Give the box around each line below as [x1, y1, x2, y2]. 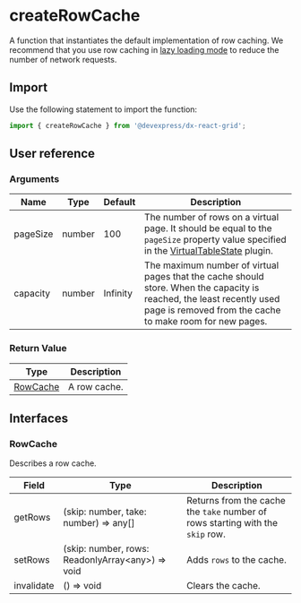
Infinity [103, 288, 133, 300]
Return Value [9, 342, 67, 355]
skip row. [186, 528, 226, 540]
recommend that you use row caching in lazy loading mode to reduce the [9, 44, 279, 55]
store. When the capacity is [144, 281, 260, 294]
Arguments [9, 172, 60, 185]
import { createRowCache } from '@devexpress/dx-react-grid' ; [9, 121, 246, 130]
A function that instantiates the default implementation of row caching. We [9, 35, 284, 46]
